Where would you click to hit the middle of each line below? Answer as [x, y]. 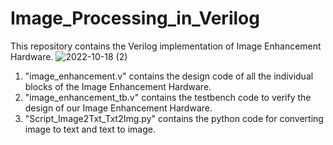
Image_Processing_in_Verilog [135, 18]
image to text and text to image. [90, 129]
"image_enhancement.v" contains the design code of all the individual [169, 76]
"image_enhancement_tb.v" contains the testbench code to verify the [168, 97]
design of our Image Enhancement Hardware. [118, 108]
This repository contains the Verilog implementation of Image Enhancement [166, 46]
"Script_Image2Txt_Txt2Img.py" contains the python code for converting [174, 118]
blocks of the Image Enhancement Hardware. [118, 86]
